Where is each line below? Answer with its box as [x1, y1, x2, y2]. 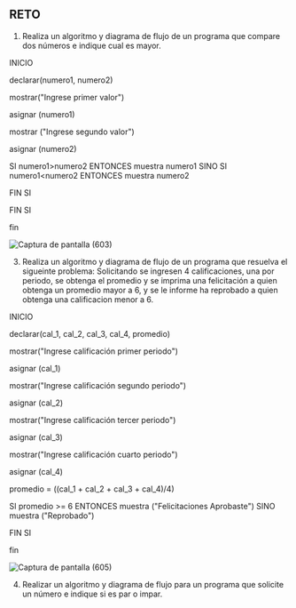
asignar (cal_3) [9, 431, 64, 443]
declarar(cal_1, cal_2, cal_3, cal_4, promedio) [9, 328, 171, 339]
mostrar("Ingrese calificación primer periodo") [9, 346, 179, 356]
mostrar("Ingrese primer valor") [9, 92, 125, 102]
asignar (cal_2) [9, 397, 64, 408]
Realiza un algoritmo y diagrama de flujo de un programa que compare [21, 30, 281, 41]
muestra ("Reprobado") [9, 510, 95, 521]
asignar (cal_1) [9, 363, 61, 373]
